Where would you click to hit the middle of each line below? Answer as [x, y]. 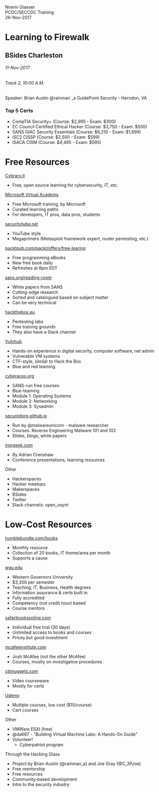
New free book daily [32, 263]
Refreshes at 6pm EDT [35, 268]
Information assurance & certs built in [50, 592]
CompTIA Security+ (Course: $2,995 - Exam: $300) [64, 121]
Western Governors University [42, 577]
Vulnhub [13, 341]
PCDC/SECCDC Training [30, 12]
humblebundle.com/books [31, 538]
